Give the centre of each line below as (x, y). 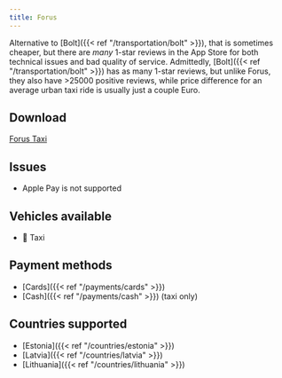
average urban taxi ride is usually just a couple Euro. (105, 90)
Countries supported (68, 324)
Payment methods (61, 266)
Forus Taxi (28, 139)
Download (38, 118)
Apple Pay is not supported (72, 188)
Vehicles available (61, 216)
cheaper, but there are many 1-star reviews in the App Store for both (134, 52)
